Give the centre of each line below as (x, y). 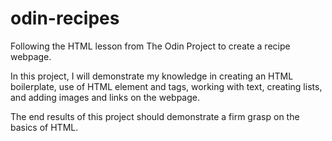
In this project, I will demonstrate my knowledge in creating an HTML (152, 76)
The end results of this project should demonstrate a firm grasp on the (155, 116)
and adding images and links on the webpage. (105, 97)
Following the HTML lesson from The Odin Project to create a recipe (150, 46)
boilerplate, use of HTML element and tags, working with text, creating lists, (166, 86)
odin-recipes (65, 18)
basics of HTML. (44, 127)
